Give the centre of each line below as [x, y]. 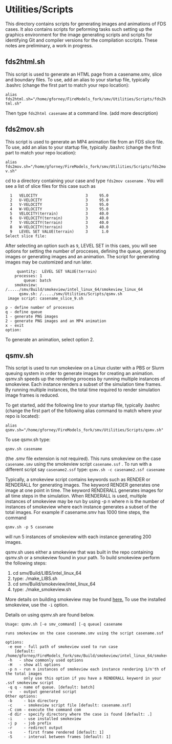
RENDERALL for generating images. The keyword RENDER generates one [83, 485]
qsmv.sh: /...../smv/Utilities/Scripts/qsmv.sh [71, 294]
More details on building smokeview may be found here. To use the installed [85, 599]
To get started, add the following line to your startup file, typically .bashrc [83, 405]
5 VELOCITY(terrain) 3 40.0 [59, 214]
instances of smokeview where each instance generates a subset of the [81, 507]
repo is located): [23, 416]
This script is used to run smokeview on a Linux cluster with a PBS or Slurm [85, 368]
